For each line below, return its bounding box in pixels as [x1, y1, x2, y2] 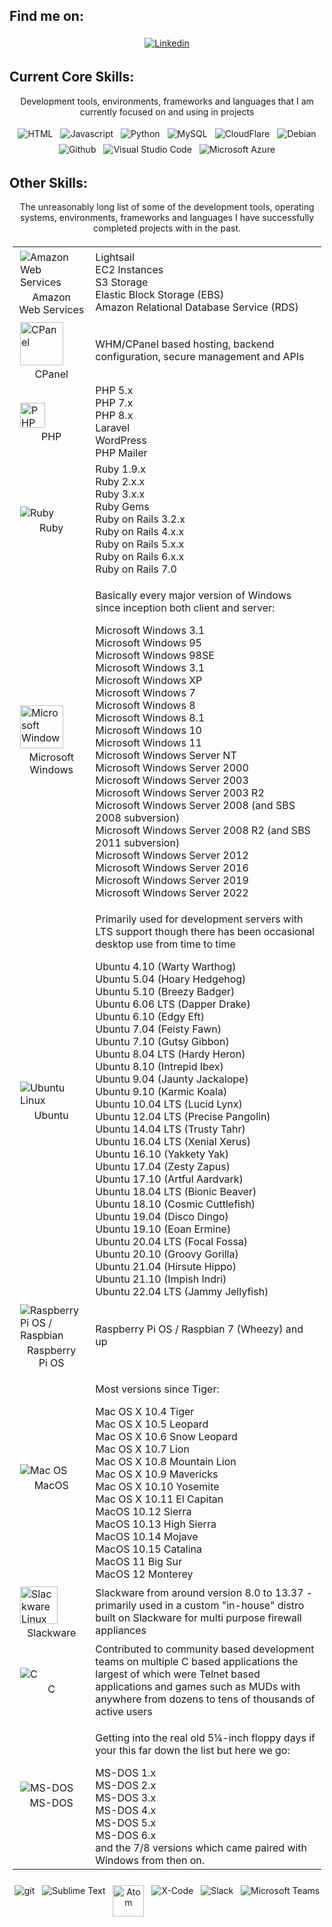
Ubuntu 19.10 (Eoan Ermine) [95, 1222, 232, 1236]
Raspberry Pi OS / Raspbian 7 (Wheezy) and [95, 1322, 304, 1336]
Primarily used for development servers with [95, 912, 304, 926]
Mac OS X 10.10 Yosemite [95, 1480, 220, 1494]
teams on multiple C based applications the [95, 1655, 299, 1669]
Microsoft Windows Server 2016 [95, 861, 249, 875]
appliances [95, 1624, 147, 1638]
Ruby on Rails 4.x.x [95, 525, 185, 539]
